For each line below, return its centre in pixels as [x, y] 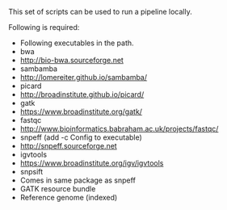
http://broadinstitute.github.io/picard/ [82, 94]
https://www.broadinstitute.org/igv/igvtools [92, 163]
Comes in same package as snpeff [78, 180]
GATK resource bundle [58, 189]
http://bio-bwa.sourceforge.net [71, 60]
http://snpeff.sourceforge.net [68, 146]
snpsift [32, 172]
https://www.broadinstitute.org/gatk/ [81, 111]
